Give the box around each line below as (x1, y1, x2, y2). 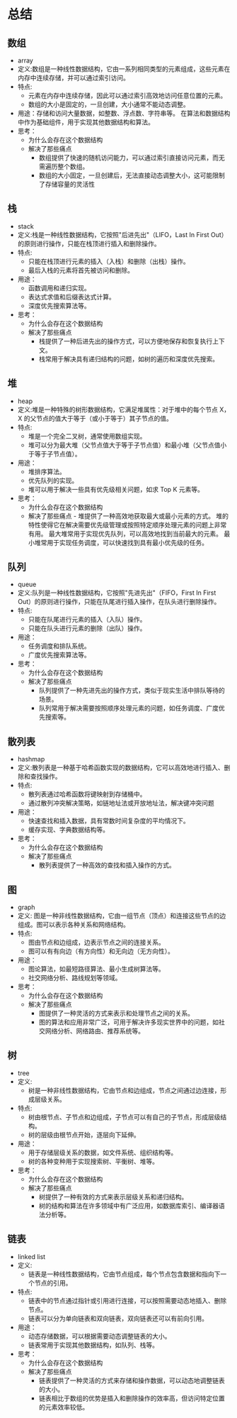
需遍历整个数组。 (38, 163, 89, 170)
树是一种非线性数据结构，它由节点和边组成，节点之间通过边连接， (28, 1086, 221, 1094)
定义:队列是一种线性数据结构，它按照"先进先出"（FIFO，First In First (17, 588, 216, 597)
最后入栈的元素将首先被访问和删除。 (28, 265, 134, 274)
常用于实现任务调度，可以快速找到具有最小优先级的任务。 (40, 538, 209, 546)
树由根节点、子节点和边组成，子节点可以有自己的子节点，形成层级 (28, 1112, 221, 1121)
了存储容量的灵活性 (38, 180, 96, 188)
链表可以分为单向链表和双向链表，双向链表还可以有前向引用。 (28, 1314, 209, 1322)
